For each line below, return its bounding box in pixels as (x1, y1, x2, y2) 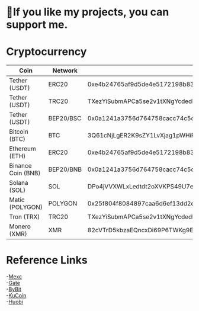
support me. (6, 18, 68, 31)
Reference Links (6, 254, 88, 267)
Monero (9, 222, 31, 230)
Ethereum (9, 145, 37, 153)
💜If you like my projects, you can (6, 5, 169, 19)
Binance (9, 162, 32, 170)
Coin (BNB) (9, 169, 41, 177)
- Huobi (6, 299, 24, 306)
